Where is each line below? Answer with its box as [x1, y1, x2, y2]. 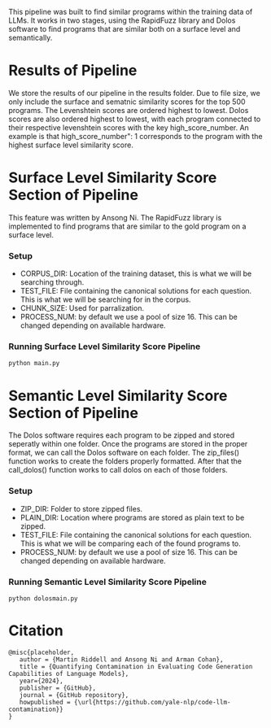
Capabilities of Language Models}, [8, 669, 129, 678]
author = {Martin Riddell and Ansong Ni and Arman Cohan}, [19, 655, 224, 664]
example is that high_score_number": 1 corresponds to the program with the [8, 131, 263, 141]
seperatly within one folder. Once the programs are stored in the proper [8, 439, 248, 449]
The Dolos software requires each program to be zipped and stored [8, 430, 235, 440]
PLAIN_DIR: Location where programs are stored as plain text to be [20, 512, 245, 522]
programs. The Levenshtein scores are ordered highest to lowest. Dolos [8, 105, 249, 115]
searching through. [20, 277, 85, 287]
